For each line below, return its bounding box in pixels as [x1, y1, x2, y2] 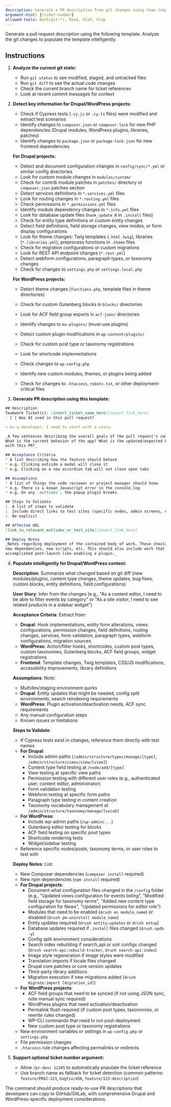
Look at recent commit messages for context [20, 91, 115, 97]
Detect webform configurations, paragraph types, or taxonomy [20, 255, 152, 262]
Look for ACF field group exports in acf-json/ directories [20, 311, 140, 317]
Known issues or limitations [20, 717, 78, 723]
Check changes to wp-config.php [20, 361, 90, 367]
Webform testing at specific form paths [27, 791, 110, 797]
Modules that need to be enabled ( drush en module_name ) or [27, 909, 153, 915]
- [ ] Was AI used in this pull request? [5, 415, 95, 420]
